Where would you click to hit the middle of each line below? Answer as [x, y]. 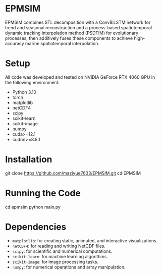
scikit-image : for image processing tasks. [55, 262]
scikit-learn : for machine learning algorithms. [60, 256]
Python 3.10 [24, 92]
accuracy [15, 43]
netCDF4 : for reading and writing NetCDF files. [59, 246]
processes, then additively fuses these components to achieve [69, 38]
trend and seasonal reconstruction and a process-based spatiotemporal [79, 27]
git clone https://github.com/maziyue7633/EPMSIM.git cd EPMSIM [73, 173]
